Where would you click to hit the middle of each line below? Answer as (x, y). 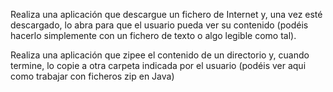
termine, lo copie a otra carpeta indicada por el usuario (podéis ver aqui (158, 65)
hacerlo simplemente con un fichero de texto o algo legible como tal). (153, 35)
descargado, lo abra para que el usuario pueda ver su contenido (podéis (159, 25)
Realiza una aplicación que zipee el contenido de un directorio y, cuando (160, 55)
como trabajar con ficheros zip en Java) (92, 76)
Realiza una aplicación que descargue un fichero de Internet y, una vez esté (166, 14)
